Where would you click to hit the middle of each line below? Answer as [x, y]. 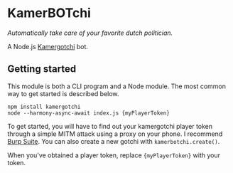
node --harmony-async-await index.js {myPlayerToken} [89, 113]
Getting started [42, 69]
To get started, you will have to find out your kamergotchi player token [110, 126]
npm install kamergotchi [44, 107]
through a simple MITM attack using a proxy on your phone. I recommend [115, 134]
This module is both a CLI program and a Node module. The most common [116, 86]
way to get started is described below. [63, 93]
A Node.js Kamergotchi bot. [48, 46]
